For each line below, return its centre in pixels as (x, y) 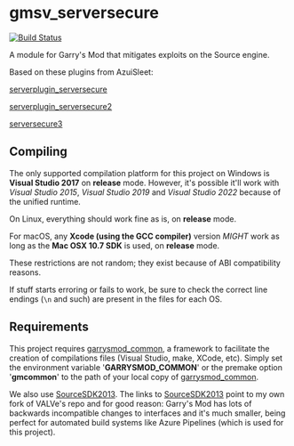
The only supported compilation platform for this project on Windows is (139, 173)
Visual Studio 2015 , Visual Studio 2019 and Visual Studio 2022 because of (145, 192)
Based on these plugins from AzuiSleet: (81, 72)
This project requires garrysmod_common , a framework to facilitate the (139, 348)
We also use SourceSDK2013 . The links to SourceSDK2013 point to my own (147, 393)
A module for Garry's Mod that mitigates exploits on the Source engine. (139, 54)
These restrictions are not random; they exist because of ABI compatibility (145, 263)
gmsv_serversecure (84, 13)
